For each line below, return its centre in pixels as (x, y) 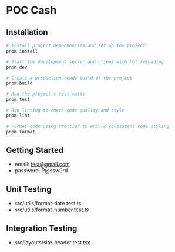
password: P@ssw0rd (41, 171)
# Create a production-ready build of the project (69, 78)
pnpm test (18, 100)
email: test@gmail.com (42, 164)
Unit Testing (29, 189)
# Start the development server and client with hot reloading (85, 62)
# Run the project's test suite (46, 94)
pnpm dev (17, 67)
